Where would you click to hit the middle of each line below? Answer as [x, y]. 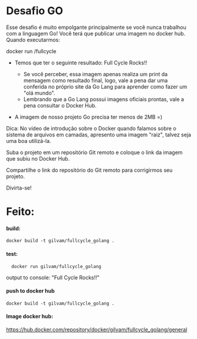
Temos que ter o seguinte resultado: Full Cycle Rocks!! [81, 63]
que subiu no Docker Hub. [38, 158]
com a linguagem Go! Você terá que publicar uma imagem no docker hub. [96, 33]
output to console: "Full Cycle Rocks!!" [53, 277]
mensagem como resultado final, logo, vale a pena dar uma [96, 80]
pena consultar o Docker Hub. [60, 105]
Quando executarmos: [33, 40]
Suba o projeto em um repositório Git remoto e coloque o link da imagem [94, 152]
